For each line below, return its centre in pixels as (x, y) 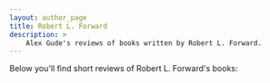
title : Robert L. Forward (58, 26)
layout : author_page (49, 18)
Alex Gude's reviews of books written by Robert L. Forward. (144, 43)
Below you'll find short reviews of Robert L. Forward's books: (124, 69)
